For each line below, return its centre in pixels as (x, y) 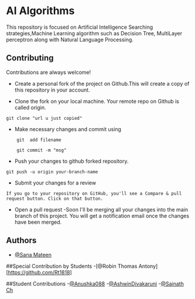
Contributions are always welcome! (49, 72)
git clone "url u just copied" (44, 118)
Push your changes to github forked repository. (71, 161)
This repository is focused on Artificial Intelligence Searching (80, 27)
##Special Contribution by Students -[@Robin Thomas (72, 266)
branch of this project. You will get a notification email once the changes (102, 216)
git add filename (39, 140)
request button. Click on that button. (55, 199)
